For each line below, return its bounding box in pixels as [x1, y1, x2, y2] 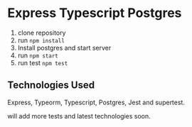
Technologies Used [7, 79, 95, 92]
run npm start [17, 51, 58, 60]
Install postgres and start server [17, 43, 112, 52]
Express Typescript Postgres [7, 5, 182, 21]
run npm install [17, 35, 65, 44]
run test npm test [17, 58, 68, 67]
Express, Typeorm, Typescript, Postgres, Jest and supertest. [7, 98, 185, 106]
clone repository [17, 28, 66, 37]
